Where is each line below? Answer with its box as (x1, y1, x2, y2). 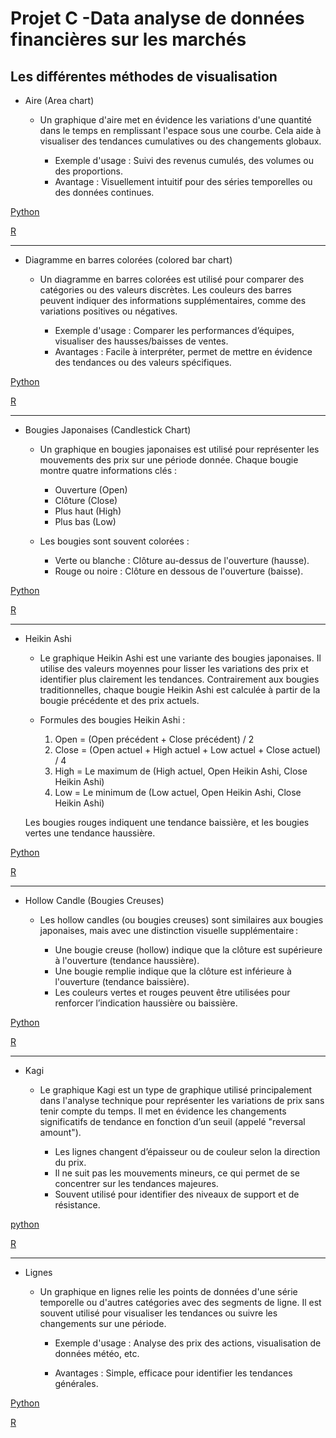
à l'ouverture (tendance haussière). (54, 955, 200, 966)
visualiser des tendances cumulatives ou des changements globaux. (39, 135, 322, 147)
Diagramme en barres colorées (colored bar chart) (24, 254, 233, 266)
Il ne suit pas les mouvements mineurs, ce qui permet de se (54, 1167, 301, 1179)
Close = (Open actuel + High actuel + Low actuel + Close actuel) (54, 744, 321, 756)
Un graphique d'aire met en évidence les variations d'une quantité (39, 114, 312, 126)
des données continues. (54, 187, 155, 198)
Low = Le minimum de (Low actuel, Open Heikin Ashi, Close (54, 787, 302, 798)
